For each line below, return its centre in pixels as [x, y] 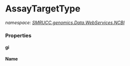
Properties [18, 35]
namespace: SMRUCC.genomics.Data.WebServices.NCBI [65, 22]
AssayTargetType [43, 9]
